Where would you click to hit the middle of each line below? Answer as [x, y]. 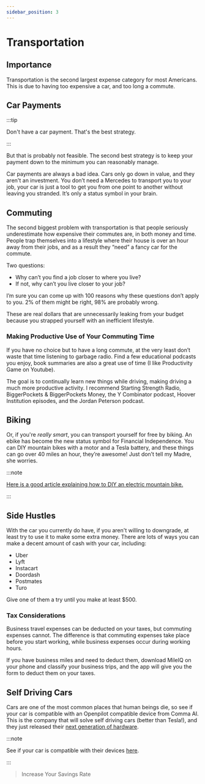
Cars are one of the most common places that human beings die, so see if [99, 707]
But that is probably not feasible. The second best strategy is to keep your [100, 156]
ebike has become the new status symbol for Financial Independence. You [100, 441]
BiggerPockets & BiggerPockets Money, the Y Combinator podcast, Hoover [101, 394]
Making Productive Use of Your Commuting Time [80, 336]
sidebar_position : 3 [33, 12]
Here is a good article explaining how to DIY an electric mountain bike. [95, 484]
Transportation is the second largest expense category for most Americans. [102, 80]
